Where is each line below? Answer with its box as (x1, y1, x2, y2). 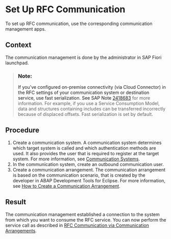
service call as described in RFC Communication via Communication (5, 222, 149, 228)
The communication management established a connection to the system (5, 211, 160, 218)
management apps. (5, 26, 46, 32)
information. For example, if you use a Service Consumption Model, (17, 101, 160, 107)
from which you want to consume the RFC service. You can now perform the (5, 217, 166, 223)
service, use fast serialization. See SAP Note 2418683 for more (17, 95, 151, 101)
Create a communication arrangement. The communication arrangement (12, 166, 166, 173)
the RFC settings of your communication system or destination (17, 89, 150, 95)
